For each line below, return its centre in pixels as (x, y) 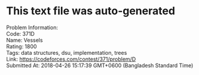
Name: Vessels (25, 40)
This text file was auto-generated (91, 11)
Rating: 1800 (22, 46)
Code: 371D (20, 33)
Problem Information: (32, 27)
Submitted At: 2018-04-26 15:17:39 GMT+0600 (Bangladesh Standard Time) (100, 65)
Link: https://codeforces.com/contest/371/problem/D (71, 59)
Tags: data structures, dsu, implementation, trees (67, 52)
